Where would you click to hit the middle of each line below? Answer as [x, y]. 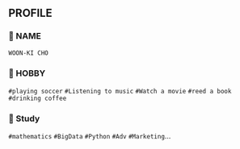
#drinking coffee [38, 98]
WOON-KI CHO [28, 53]
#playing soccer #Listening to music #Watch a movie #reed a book [120, 91]
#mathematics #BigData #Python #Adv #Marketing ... [90, 136]
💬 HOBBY [27, 73]
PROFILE [30, 13]
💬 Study [24, 118]
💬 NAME [25, 36]
